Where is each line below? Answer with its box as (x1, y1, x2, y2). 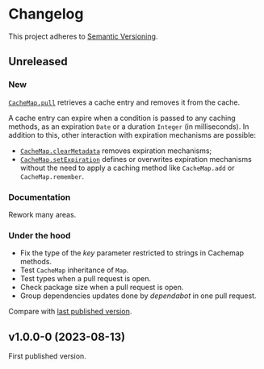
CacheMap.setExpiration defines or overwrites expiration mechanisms (19, 154, 252, 164)
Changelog (8, 5, 84, 23)
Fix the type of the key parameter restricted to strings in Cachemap (19, 248, 245, 258)
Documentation (8, 191, 71, 202)
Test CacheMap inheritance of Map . (19, 265, 129, 275)
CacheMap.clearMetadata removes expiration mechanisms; (19, 146, 212, 155)
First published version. (8, 351, 86, 361)
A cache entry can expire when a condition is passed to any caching (8, 113, 236, 122)
